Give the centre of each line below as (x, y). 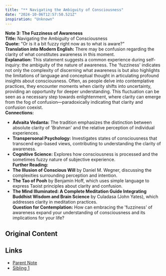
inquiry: (13, 65)
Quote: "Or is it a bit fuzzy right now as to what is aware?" (65, 44)
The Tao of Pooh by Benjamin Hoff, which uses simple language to (81, 181)
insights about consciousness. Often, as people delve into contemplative (80, 81)
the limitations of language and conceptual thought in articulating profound (82, 76)
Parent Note (25, 263)
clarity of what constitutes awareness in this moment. (60, 54)
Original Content (31, 233)
